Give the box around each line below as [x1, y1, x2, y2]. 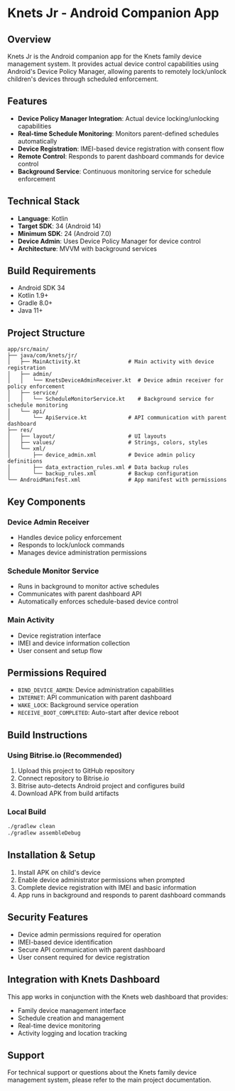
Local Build [7, 807, 47, 817]
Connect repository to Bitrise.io [17, 774, 109, 783]
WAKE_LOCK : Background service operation [17, 701, 138, 709]
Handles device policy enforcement [17, 533, 122, 542]
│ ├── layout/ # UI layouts [7, 433, 167, 440]
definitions [7, 458, 43, 465]
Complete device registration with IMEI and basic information [17, 883, 197, 891]
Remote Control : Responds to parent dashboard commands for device [17, 151, 225, 161]
